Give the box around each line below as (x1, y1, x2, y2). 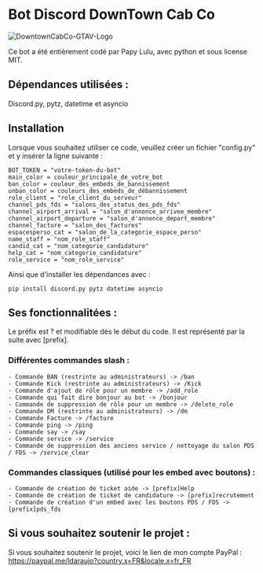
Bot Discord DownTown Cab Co (8, 6, 216, 24)
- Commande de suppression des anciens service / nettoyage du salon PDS (8, 442, 255, 449)
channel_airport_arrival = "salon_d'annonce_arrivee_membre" (8, 207, 213, 216)
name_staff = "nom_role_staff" (8, 235, 111, 243)
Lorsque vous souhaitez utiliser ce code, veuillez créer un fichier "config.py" (8, 142, 256, 152)
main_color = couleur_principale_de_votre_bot (8, 173, 163, 181)
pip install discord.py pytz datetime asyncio (8, 285, 163, 293)
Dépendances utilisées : (8, 78, 129, 91)
